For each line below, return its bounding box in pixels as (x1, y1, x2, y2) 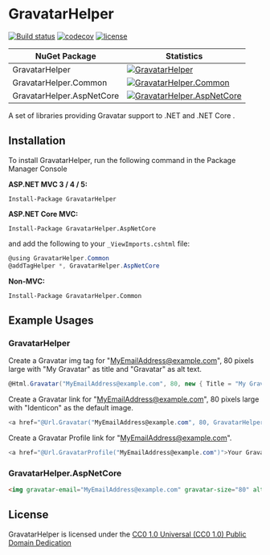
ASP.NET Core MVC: (8, 209, 79, 218)
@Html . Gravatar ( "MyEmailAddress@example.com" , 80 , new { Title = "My (8, 380, 247, 388)
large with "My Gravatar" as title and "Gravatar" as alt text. (8, 365, 202, 374)
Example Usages (8, 313, 94, 327)
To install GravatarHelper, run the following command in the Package (8, 155, 236, 165)
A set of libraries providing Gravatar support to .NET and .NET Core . (8, 110, 235, 120)
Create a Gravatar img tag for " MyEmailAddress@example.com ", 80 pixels (8, 356, 255, 365)
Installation (8, 134, 66, 148)
